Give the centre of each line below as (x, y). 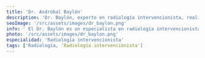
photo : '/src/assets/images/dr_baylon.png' (63, 34)
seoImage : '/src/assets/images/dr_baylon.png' (67, 23)
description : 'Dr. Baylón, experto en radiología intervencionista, (95, 18)
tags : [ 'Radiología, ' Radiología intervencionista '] (75, 46)
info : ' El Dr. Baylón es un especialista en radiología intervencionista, (105, 29)
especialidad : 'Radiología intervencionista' (65, 40)
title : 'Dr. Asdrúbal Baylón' (45, 12)
